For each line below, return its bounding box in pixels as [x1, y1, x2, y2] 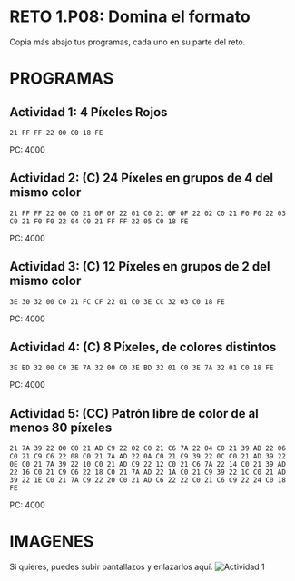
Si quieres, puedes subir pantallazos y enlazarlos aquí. [9, 561, 213, 573]
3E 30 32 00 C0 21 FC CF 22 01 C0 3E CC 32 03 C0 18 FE [9, 297, 225, 306]
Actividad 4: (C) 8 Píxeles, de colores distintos [9, 339, 277, 355]
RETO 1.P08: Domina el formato [9, 6, 251, 27]
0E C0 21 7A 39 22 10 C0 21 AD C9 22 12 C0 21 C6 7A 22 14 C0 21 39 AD [9, 460, 286, 469]
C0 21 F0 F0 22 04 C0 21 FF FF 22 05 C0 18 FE [9, 216, 189, 226]
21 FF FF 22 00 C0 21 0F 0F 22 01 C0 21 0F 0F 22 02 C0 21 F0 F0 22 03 [9, 209, 286, 218]
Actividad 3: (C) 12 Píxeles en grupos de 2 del [9, 259, 270, 274]
